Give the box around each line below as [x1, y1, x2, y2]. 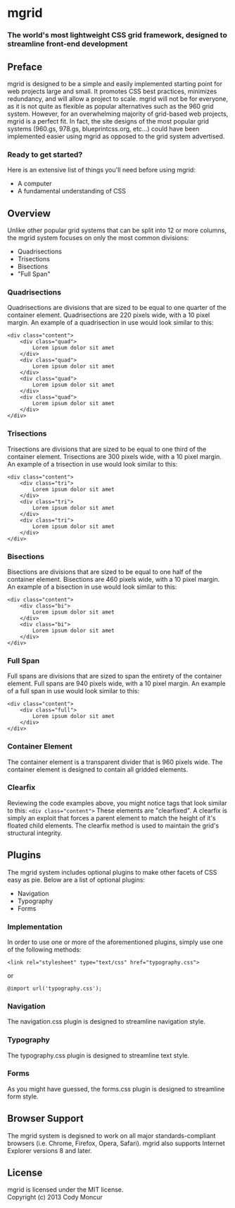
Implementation [7, 921, 63, 931]
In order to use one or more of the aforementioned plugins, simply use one [7, 938, 224, 946]
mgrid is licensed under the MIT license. [7, 1185, 124, 1194]
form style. [7, 1092, 39, 1101]
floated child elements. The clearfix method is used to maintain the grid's [7, 821, 220, 830]
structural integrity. [7, 828, 63, 837]
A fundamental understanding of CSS [17, 187, 127, 196]
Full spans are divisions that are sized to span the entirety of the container [7, 672, 222, 681]
